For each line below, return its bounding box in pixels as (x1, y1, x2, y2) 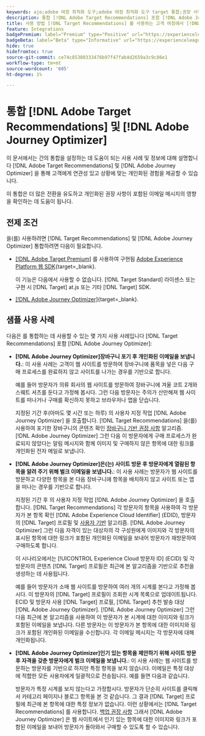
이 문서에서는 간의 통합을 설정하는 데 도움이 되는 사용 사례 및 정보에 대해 (6, 154, 177, 162)
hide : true (6, 43, 34, 49)
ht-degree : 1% (6, 71, 43, 77)
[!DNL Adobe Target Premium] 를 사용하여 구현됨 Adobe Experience (15, 255, 183, 262)
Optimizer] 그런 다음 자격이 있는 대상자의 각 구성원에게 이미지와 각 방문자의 (15, 526, 195, 534)
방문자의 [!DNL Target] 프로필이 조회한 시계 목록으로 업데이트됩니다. (34, 590, 198, 598)
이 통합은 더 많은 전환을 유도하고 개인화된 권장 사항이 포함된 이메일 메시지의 (6, 190, 185, 198)
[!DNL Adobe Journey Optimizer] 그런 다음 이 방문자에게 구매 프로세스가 (15, 432, 191, 439)
